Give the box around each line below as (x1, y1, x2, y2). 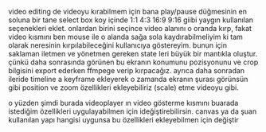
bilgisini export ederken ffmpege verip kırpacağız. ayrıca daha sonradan (8, 66, 245, 75)
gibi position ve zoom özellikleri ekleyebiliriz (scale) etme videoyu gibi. (8, 83, 239, 92)
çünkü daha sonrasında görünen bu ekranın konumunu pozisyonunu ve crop (8, 57, 259, 67)
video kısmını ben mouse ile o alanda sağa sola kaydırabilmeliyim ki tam (8, 32, 243, 41)
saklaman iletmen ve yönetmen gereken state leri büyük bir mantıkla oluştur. (8, 49, 258, 58)
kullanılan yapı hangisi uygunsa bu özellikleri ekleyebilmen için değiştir (8, 115, 239, 124)
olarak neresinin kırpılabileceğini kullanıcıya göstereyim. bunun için (8, 41, 228, 50)
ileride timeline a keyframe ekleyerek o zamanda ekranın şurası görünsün (8, 75, 248, 83)
